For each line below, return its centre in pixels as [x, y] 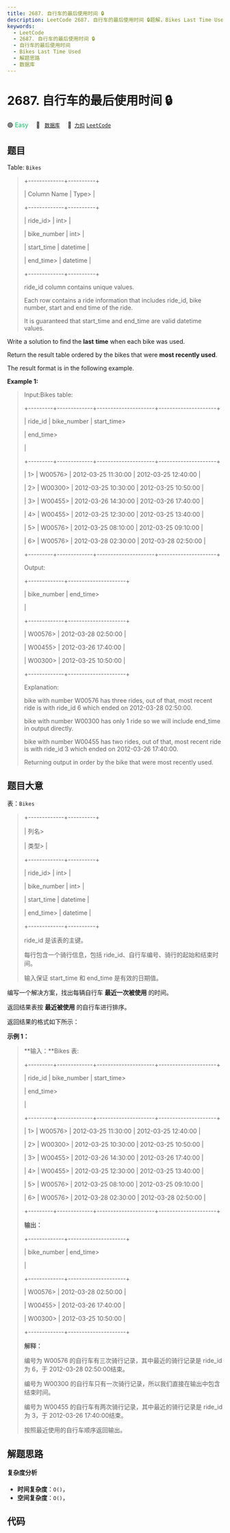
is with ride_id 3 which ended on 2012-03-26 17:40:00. [101, 749]
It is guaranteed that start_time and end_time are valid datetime [113, 321]
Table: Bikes [24, 167]
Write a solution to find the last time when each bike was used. [96, 342]
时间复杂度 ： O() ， [43, 1489]
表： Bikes [21, 804]
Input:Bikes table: [48, 395]
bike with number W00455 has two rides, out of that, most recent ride [122, 742]
